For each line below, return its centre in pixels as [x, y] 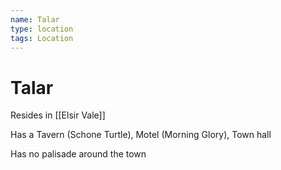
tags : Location [42, 38]
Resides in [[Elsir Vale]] [58, 115]
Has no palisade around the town [78, 154]
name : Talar [35, 19]
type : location [42, 29]
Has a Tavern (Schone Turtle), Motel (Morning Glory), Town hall [141, 135]
